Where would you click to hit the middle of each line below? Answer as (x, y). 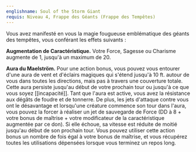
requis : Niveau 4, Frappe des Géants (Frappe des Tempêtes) (81, 17)
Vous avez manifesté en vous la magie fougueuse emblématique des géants (98, 33)
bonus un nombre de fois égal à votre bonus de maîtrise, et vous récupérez (97, 136)
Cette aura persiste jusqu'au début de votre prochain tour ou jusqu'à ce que (97, 87)
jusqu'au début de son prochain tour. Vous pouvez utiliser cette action (91, 130)
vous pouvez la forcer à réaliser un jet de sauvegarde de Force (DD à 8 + (94, 112)
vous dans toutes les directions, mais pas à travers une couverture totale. (94, 81)
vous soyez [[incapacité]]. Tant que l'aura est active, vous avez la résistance (98, 93)
